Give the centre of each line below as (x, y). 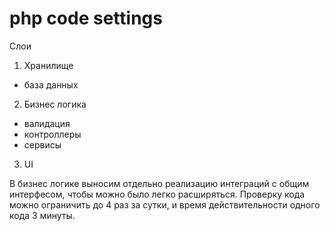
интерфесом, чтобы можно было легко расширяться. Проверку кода (157, 194)
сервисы (42, 144)
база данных (51, 84)
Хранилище (48, 65)
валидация (47, 123)
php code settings (86, 18)
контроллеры (52, 134)
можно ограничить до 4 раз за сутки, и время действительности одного (165, 204)
